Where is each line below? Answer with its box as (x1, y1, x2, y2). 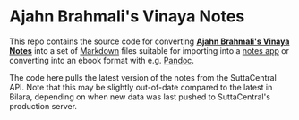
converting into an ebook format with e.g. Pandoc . (9, 55, 194, 65)
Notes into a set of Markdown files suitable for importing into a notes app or (9, 45, 289, 56)
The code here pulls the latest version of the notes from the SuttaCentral (9, 72, 278, 82)
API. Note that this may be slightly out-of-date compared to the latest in (9, 81, 273, 92)
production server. (9, 100, 78, 111)
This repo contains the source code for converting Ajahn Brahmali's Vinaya (9, 36, 290, 47)
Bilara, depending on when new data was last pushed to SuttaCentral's (9, 91, 271, 102)
